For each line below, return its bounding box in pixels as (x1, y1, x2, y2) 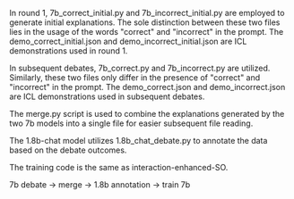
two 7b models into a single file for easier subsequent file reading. (9, 118, 254, 129)
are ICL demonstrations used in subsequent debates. (9, 91, 205, 102)
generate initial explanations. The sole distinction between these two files (9, 17, 281, 28)
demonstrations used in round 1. (9, 46, 128, 56)
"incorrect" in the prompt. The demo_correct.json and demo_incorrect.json (9, 82, 286, 92)
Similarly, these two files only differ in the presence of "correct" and (9, 72, 261, 83)
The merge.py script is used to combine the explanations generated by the (9, 109, 285, 119)
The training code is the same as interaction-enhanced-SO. (9, 162, 229, 172)
